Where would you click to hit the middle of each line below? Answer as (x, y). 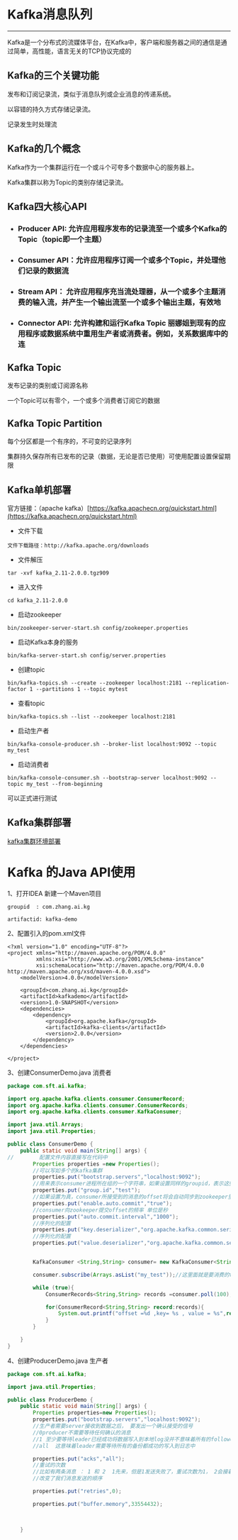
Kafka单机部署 (40, 490)
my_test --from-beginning (64, 785)
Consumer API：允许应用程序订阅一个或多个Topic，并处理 (118, 260)
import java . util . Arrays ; (45, 1125)
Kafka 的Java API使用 (72, 873)
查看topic (31, 704)
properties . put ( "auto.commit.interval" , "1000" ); (106, 1217)
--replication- (207, 683)
